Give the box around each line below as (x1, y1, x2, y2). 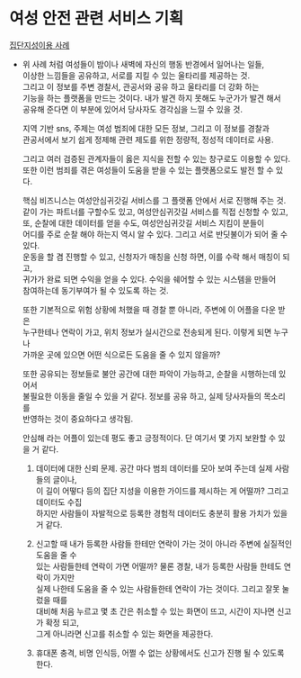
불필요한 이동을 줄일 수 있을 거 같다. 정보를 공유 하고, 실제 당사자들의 (22, 391, 262, 402)
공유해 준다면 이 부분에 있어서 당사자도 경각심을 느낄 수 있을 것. (22, 104, 243, 114)
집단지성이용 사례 (9, 40, 70, 50)
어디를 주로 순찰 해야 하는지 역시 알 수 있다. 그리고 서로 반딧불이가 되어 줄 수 (22, 229, 288, 240)
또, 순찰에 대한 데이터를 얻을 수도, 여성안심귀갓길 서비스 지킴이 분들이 (22, 217, 265, 228)
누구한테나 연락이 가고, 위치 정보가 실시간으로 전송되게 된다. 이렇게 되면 (22, 326, 272, 338)
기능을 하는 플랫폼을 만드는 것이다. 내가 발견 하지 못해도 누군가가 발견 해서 (22, 92, 281, 104)
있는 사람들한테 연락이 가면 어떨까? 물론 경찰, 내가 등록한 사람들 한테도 (35, 560, 282, 572)
